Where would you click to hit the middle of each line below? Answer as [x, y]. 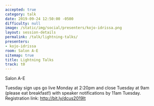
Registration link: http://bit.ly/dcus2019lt [46, 98]
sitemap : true [20, 55]
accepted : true [21, 10]
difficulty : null [23, 23]
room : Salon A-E [22, 51]
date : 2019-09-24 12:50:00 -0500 [39, 19]
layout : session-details [31, 32]
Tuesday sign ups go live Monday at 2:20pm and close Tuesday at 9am [77, 88]
